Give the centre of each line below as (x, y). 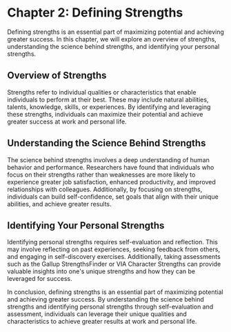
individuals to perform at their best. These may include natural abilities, (108, 99)
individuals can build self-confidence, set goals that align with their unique (113, 196)
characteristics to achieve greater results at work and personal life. (102, 322)
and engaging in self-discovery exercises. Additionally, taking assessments (114, 257)
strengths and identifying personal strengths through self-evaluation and (110, 307)
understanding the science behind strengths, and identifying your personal (113, 46)
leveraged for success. (40, 279)
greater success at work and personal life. (67, 121)
